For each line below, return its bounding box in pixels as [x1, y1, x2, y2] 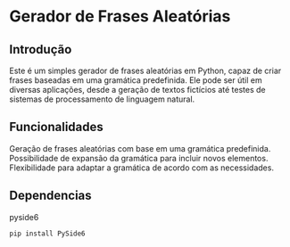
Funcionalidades [9, 119, 104, 135]
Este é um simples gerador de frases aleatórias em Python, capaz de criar [9, 65, 282, 76]
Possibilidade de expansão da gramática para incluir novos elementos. [9, 152, 269, 163]
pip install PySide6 [9, 229, 87, 238]
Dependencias [9, 188, 92, 203]
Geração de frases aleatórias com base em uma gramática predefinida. [9, 143, 271, 153]
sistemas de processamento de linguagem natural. [9, 94, 195, 104]
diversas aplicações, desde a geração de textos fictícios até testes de [9, 85, 266, 95]
